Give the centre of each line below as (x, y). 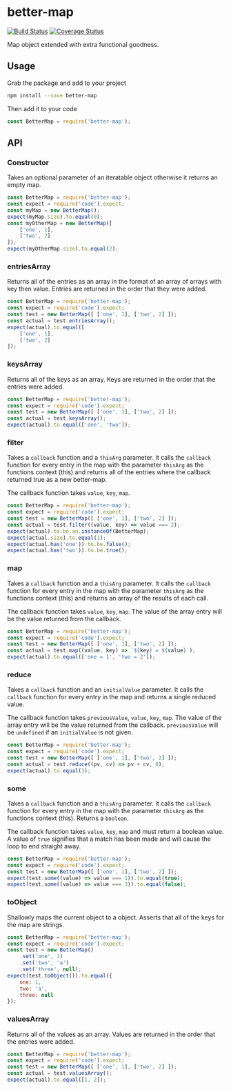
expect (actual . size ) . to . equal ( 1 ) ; (57, 538)
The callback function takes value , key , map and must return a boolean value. (115, 831)
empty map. (24, 185)
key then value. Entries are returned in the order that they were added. (107, 289)
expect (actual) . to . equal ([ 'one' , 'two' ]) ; (69, 425)
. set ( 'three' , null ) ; (50, 970)
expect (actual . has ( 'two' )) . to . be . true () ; (68, 551)
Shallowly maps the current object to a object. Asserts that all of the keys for (116, 917)
